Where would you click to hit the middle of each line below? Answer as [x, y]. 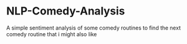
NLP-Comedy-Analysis [66, 11]
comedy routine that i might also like [52, 34]
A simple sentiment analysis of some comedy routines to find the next [93, 28]
